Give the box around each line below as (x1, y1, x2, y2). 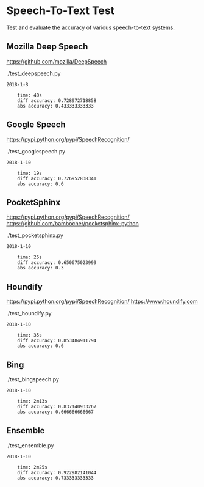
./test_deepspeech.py (6, 70, 61, 77)
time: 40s (17, 92, 43, 98)
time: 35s (17, 332, 43, 339)
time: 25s (17, 254, 43, 260)
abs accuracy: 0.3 (17, 265, 64, 271)
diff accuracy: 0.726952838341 (17, 175, 97, 181)
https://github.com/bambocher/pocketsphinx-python (6, 220, 139, 227)
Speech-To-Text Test (6, 4, 115, 18)
